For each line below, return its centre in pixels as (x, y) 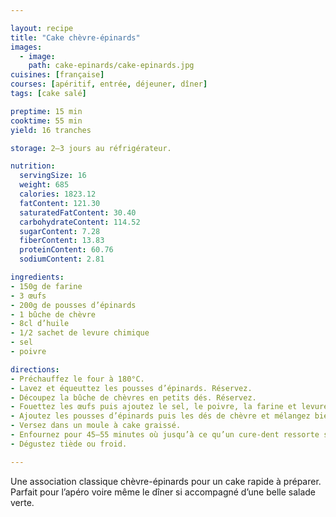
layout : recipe (42, 28)
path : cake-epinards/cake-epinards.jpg (111, 66)
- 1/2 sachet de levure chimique (80, 333)
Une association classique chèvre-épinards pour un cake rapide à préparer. (166, 481)
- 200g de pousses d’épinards (73, 305)
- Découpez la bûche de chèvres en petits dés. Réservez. (133, 397)
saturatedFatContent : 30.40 (78, 212)
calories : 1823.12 (58, 194)
